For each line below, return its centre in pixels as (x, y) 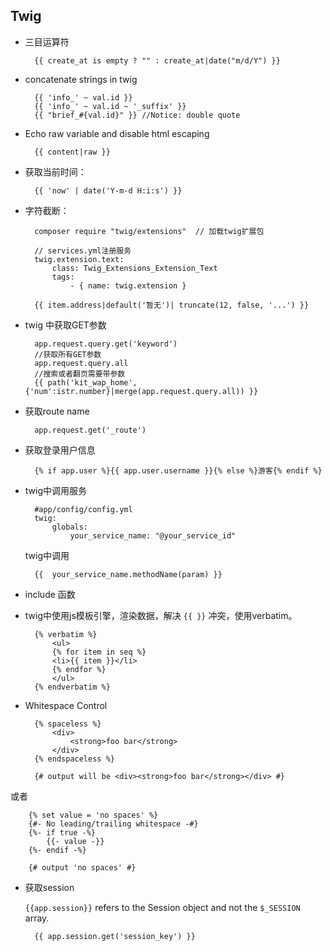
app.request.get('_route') (90, 430)
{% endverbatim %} (72, 687)
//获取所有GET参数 (68, 354)
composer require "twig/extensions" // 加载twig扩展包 (149, 231)
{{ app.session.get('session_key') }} (115, 936)
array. (37, 918)
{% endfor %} (79, 669)
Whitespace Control (66, 705)
